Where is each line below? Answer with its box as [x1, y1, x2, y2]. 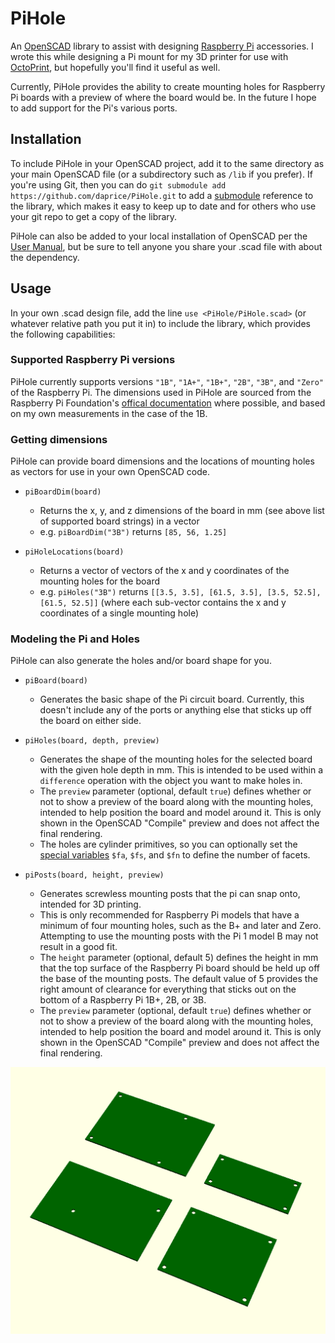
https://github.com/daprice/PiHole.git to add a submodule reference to [10, 189, 314, 201]
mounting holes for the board [39, 575, 161, 587]
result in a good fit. [39, 941, 118, 953]
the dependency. [10, 251, 80, 263]
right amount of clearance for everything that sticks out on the [39, 983, 297, 996]
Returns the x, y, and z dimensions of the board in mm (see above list [39, 505, 325, 517]
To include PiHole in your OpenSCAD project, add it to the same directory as [10, 157, 325, 169]
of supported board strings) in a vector [39, 515, 200, 527]
